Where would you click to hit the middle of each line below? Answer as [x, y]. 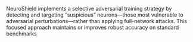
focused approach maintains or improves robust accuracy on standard [93, 27]
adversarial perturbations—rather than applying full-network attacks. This [97, 21]
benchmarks [21, 34]
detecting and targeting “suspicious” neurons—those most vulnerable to [95, 15]
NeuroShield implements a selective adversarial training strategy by [89, 9]
